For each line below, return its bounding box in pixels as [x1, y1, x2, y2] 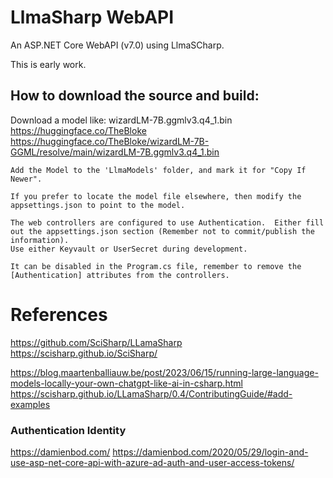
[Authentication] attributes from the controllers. [10, 270, 230, 280]
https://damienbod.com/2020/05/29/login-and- [112, 446, 309, 458]
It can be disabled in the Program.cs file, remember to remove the [10, 261, 302, 271]
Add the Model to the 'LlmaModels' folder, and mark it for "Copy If [10, 165, 307, 175]
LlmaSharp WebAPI [10, 6, 175, 29]
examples [10, 398, 51, 410]
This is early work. [10, 58, 87, 70]
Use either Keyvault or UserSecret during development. [10, 244, 248, 254]
